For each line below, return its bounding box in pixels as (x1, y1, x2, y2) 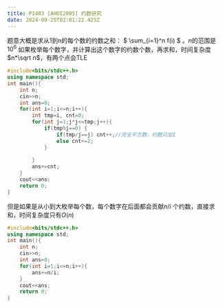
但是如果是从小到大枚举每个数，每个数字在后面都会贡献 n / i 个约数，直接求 (7, 202, 215, 210)
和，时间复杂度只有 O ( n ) (7, 210, 74, 219)
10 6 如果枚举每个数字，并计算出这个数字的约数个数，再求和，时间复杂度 (7, 44, 211, 54)
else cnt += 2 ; (56, 137, 94, 144)
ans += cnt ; (32, 163, 60, 170)
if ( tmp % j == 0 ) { (43, 125, 88, 132)
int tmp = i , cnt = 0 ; (32, 112, 85, 119)
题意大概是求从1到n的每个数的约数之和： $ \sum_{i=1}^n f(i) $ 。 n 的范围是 (7, 36, 217, 45)
